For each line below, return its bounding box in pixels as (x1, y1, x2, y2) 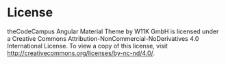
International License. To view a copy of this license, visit (7, 42, 168, 50)
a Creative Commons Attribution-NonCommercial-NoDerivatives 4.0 (7, 34, 199, 42)
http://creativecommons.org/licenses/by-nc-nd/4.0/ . (7, 49, 155, 57)
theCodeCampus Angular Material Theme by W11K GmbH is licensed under (7, 27, 219, 35)
